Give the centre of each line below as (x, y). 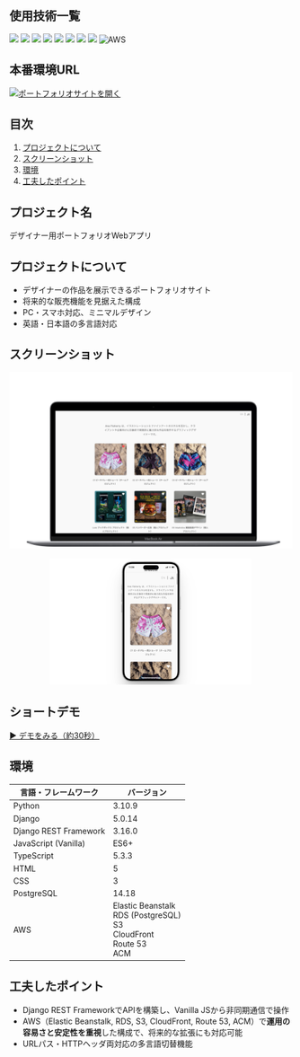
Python (26, 806)
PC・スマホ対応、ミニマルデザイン (87, 313)
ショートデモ (45, 712)
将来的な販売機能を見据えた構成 (81, 301)
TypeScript (33, 856)
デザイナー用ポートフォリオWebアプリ (81, 235)
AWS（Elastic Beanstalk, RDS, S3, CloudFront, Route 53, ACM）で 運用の (156, 1021)
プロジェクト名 (51, 212)
